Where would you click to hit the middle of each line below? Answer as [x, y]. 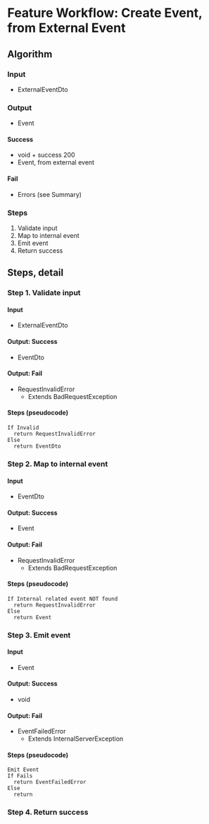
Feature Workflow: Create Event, [105, 13]
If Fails [20, 776]
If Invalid [23, 428]
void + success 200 [46, 155]
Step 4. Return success [48, 812]
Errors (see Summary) [50, 194]
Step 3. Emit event [39, 635]
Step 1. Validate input [44, 293]
